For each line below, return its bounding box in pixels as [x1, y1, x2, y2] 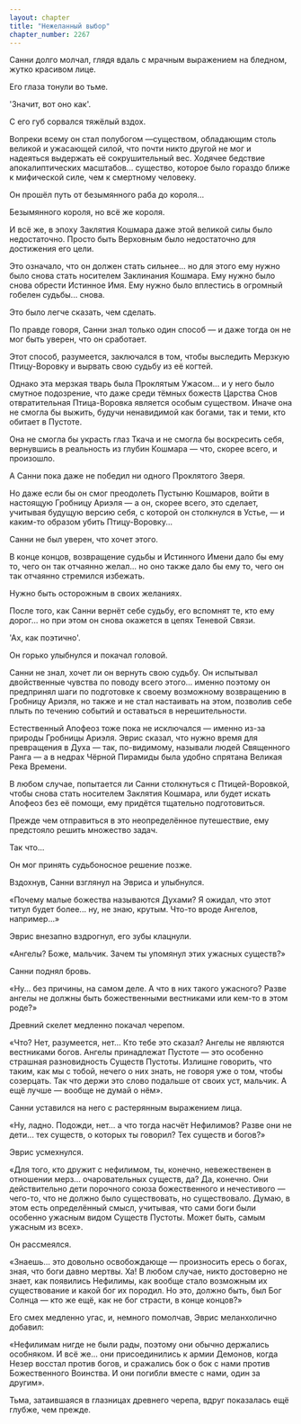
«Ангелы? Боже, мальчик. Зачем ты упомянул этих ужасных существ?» [9, 948, 286, 959]
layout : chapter [9, 13, 70, 22]
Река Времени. [9, 761, 67, 772]
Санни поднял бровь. [9, 966, 92, 977]
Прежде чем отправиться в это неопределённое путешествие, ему [9, 815, 270, 826]
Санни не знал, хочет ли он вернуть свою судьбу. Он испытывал [9, 667, 258, 678]
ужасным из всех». [9, 1222, 84, 1232]
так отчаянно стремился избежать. [9, 570, 146, 581]
